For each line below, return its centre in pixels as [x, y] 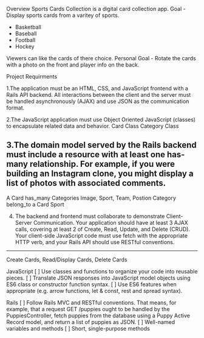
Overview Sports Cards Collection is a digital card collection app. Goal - [96, 9]
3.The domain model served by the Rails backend [102, 145]
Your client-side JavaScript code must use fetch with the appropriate [101, 235]
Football [25, 40]
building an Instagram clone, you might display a [100, 174]
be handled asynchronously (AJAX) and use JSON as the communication [98, 101]
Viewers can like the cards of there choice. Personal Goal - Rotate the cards [101, 58]
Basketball [28, 27]
